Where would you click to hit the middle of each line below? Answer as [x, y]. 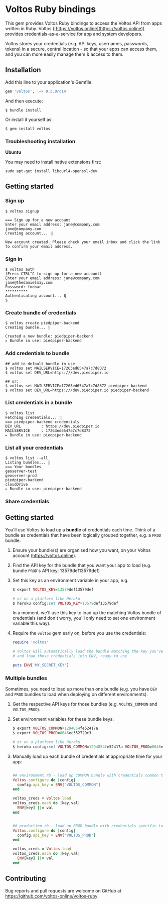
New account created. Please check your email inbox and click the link [83, 242]
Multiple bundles [26, 678]
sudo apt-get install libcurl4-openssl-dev [51, 171]
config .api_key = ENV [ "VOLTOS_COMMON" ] [59, 784]
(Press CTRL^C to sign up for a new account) [53, 274]
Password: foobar [23, 287]
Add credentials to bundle [37, 354]
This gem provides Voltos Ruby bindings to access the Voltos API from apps [83, 23]
